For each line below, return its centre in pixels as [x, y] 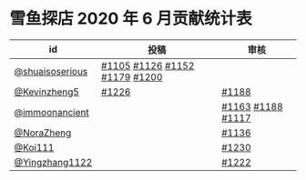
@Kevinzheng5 [47, 92]
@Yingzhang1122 [53, 162]
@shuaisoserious [51, 71]
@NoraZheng [43, 133]
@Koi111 [34, 147]
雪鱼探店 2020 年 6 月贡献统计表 [131, 19]
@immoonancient [51, 112]
